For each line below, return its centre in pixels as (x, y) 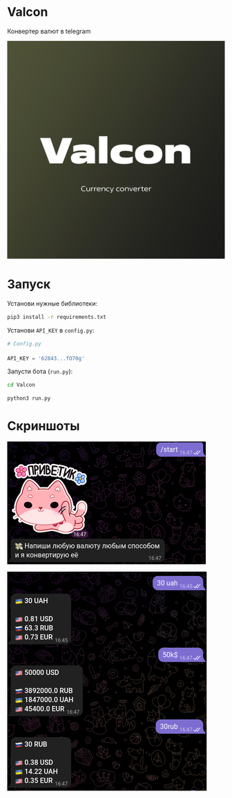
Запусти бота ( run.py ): (40, 371)
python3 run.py (29, 398)
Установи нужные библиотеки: (52, 303)
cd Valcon (21, 385)
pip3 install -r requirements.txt (57, 317)
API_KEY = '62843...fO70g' (46, 358)
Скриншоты (43, 426)
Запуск (29, 285)
